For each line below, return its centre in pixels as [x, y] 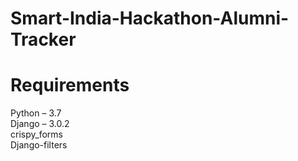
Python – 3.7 [36, 113]
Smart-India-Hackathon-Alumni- [150, 18]
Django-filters [39, 145]
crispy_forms [36, 134]
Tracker [43, 39]
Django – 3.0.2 [40, 124]
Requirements [70, 85]
